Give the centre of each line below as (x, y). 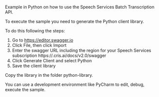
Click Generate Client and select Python (52, 61)
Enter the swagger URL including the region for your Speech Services (81, 50)
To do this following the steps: (35, 31)
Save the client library (34, 66)
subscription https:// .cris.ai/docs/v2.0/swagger (59, 55)
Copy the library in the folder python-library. (49, 75)
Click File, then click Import (39, 45)
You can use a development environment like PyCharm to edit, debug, (75, 84)
